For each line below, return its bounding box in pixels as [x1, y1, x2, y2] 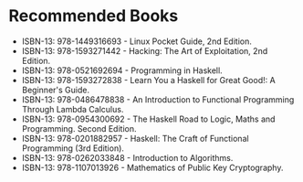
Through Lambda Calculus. [21, 103, 124, 114]
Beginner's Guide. [21, 84, 90, 95]
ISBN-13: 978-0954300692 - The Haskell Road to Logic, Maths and [21, 113, 276, 124]
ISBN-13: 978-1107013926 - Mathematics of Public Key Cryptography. [21, 162, 284, 173]
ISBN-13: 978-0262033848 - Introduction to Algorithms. [21, 152, 234, 163]
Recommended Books [8, 5, 179, 27]
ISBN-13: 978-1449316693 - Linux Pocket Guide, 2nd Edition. [21, 36, 252, 47]
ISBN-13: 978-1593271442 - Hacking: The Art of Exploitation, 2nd [21, 45, 268, 56]
